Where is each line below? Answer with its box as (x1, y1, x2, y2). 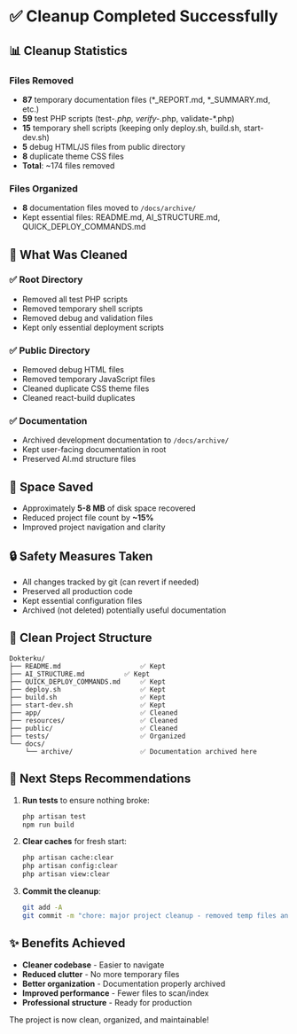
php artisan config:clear (21, 862, 118, 871)
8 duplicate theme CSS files (21, 151, 124, 161)
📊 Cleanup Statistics (9, 43, 128, 59)
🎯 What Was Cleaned (9, 247, 128, 262)
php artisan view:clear (21, 870, 111, 879)
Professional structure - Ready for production (21, 997, 192, 1007)
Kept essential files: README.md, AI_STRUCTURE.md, (21, 212, 221, 223)
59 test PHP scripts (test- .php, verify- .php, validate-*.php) (21, 113, 235, 123)
